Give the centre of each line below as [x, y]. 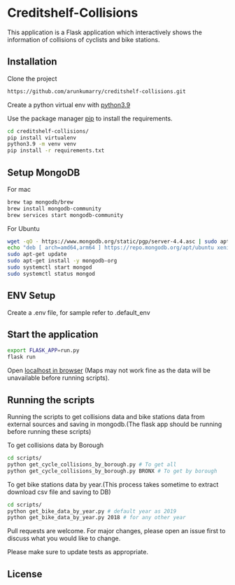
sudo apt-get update [37, 254]
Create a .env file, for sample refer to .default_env [79, 312]
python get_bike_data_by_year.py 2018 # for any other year [97, 518]
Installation [32, 62]
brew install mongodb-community [54, 209]
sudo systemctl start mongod [50, 267]
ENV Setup [31, 296]
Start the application [53, 335]
